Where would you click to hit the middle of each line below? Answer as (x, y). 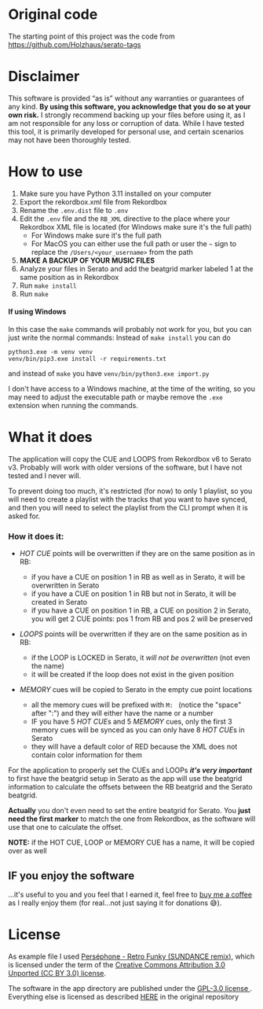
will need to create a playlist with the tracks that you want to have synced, (128, 499)
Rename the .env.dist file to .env (74, 210)
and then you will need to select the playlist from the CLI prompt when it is (128, 507)
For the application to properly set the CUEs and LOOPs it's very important (130, 770)
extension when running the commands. (73, 406)
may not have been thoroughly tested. (69, 140)
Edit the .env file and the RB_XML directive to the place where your (124, 219)
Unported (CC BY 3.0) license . (57, 973)
